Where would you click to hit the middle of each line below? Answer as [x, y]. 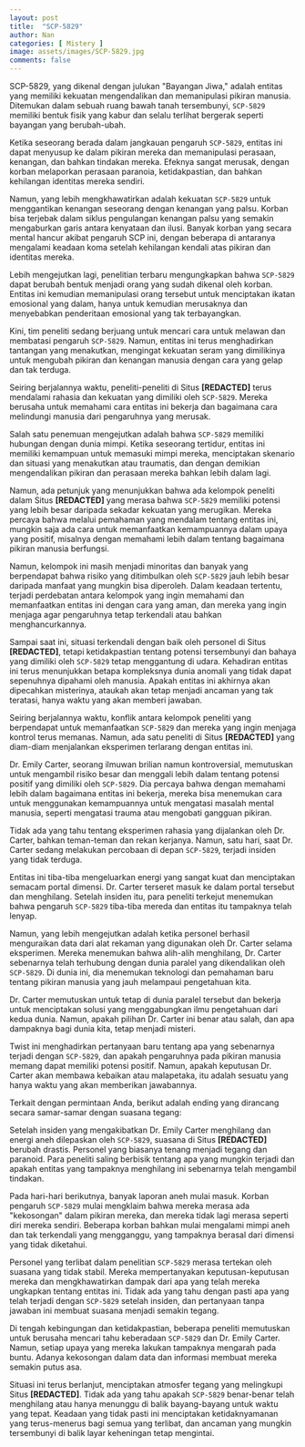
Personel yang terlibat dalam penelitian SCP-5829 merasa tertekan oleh [141, 1262]
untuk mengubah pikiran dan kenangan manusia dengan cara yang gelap [146, 360]
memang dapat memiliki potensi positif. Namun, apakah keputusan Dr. [140, 1066]
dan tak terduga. [40, 369]
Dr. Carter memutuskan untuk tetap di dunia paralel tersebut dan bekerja [145, 1000]
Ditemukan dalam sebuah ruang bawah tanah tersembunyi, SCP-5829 [137, 105]
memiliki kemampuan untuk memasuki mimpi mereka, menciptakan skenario [152, 453]
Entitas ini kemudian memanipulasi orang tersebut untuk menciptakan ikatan [152, 294]
